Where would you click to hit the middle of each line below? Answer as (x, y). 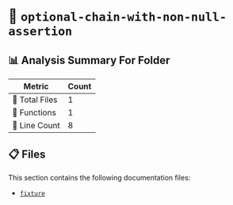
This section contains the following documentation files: (99, 177)
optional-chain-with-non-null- (124, 17)
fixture (32, 193)
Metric (36, 86)
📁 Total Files (35, 100)
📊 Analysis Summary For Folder (89, 60)
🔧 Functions (34, 112)
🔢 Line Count (36, 125)
